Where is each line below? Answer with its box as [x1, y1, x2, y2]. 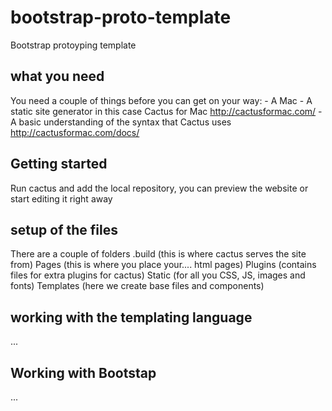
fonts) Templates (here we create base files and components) [10, 280, 265, 292]
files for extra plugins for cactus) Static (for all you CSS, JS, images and [10, 269, 306, 281]
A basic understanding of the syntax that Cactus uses [10, 116, 232, 128]
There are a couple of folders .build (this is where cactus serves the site [10, 248, 307, 260]
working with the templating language [10, 309, 253, 326]
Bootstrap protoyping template [10, 39, 137, 51]
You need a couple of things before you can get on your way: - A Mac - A [10, 94, 313, 106]
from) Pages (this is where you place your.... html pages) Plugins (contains [10, 259, 317, 271]
